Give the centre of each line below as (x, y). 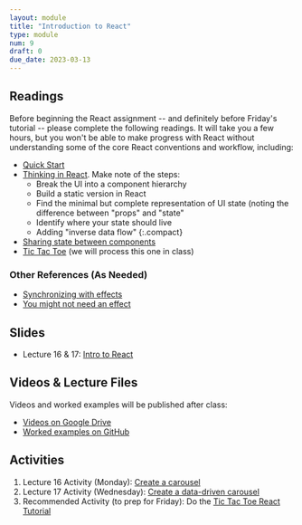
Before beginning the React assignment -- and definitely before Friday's (143, 118)
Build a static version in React (91, 193)
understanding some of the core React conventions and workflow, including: (151, 147)
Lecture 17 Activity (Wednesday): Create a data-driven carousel (141, 492)
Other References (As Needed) (78, 274)
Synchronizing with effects (72, 294)
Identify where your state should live (104, 222)
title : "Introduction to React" (70, 26)
